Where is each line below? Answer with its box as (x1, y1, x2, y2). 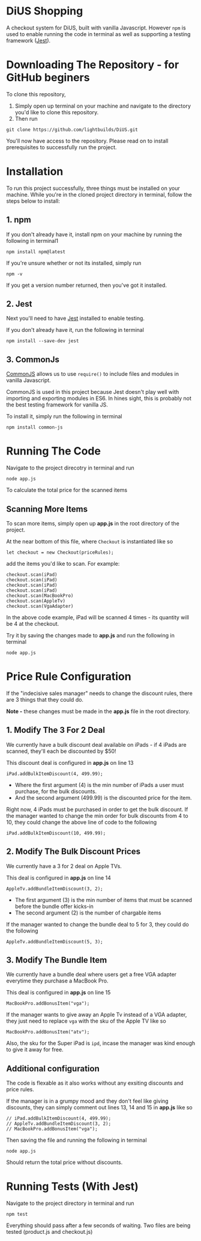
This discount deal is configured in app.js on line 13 (6, 759, 134, 766)
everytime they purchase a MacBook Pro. (6, 977, 109, 984)
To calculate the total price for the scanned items (6, 486, 128, 494)
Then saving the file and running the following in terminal (6, 1136, 147, 1144)
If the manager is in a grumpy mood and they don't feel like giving (6, 1097, 169, 1105)
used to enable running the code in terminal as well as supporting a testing (6, 30, 191, 37)
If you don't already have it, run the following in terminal (6, 326, 144, 334)
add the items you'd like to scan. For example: (6, 560, 120, 567)
